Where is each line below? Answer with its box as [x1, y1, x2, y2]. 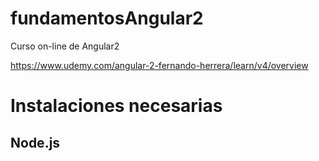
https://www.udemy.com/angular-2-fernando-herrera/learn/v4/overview [10, 59, 309, 71]
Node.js [10, 134, 61, 151]
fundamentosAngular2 [10, 7, 204, 30]
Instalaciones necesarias [10, 95, 223, 117]
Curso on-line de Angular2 [10, 40, 120, 52]
